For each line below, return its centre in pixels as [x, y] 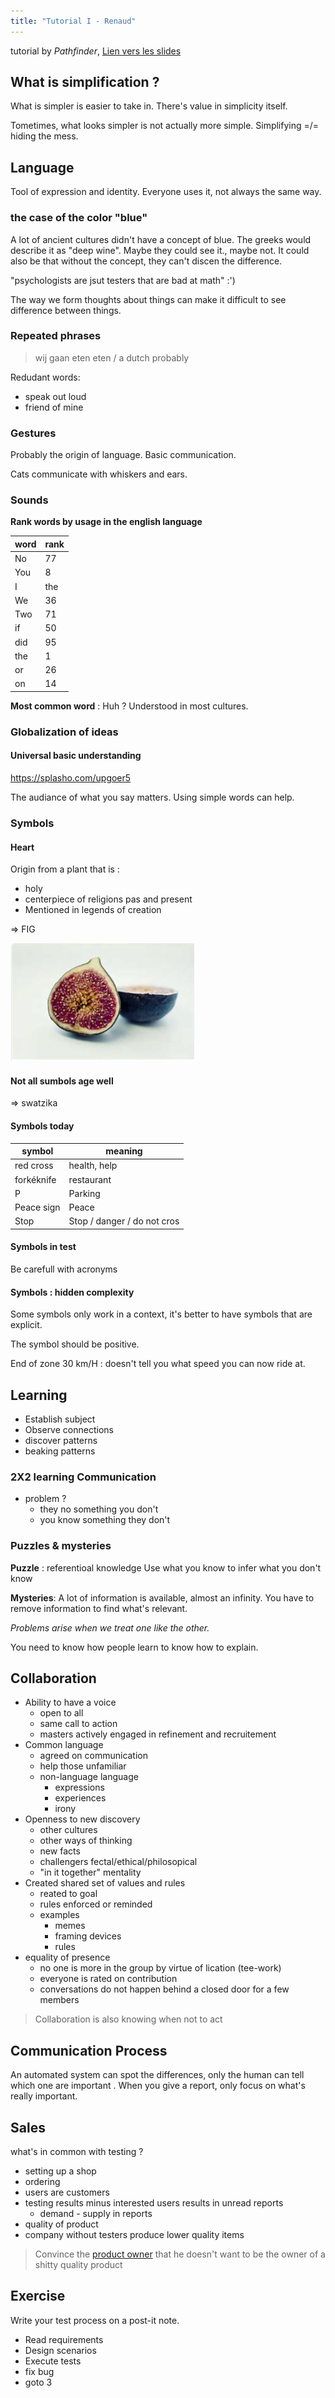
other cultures [68, 1830]
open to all [61, 1713]
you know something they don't [105, 1520]
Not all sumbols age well [62, 1081]
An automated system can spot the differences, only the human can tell [157, 2075]
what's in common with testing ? [77, 2152]
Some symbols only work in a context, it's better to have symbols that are [161, 1314]
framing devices [88, 1936]
